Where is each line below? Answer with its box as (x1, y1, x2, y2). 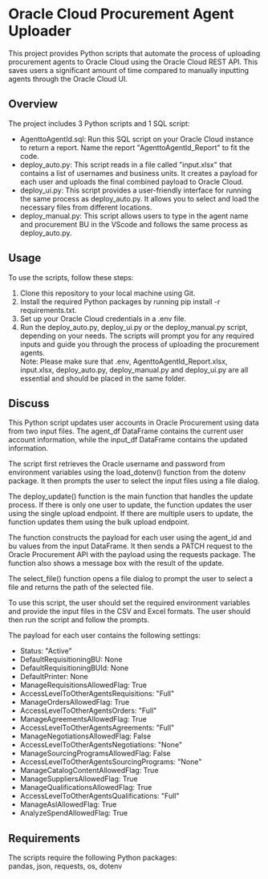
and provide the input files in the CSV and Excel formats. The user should (8, 607, 251, 617)
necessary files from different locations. (19, 202, 152, 212)
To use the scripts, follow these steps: (8, 272, 134, 282)
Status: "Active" (19, 646, 72, 656)
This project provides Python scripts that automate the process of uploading (8, 48, 261, 58)
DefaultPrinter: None (19, 672, 88, 682)
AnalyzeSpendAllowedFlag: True (19, 808, 128, 818)
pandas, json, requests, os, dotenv (8, 861, 123, 871)
